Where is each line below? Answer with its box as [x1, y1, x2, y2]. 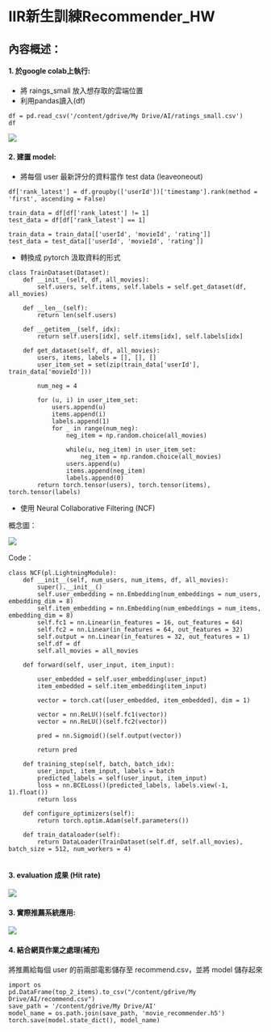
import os [8, 980, 42, 989]
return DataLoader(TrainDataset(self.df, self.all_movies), [37, 838, 244, 846]
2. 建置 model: [8, 152, 56, 162]
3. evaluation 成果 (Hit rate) [8, 870, 101, 880]
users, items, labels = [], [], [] [37, 353, 157, 362]
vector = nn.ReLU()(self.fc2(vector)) [37, 717, 168, 725]
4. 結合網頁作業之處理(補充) [8, 945, 101, 954]
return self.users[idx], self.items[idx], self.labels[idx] [37, 332, 244, 340]
